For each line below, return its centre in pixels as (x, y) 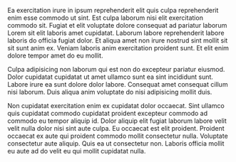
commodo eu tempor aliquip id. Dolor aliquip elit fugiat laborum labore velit (117, 121)
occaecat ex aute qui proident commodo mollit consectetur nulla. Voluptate (118, 136)
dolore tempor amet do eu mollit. (55, 55)
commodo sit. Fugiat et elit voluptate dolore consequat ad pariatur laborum (117, 25)
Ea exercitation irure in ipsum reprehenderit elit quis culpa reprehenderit (113, 10)
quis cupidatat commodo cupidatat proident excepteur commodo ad (108, 113)
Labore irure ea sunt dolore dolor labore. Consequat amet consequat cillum (118, 84)
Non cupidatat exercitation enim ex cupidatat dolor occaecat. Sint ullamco (116, 106)
